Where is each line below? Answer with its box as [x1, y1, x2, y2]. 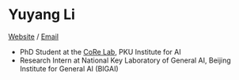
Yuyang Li [8, 6, 75, 24]
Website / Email [8, 32, 59, 41]
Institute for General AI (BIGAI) [19, 63, 119, 73]
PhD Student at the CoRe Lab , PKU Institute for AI [19, 47, 181, 56]
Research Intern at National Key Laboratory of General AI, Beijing [19, 55, 231, 65]
